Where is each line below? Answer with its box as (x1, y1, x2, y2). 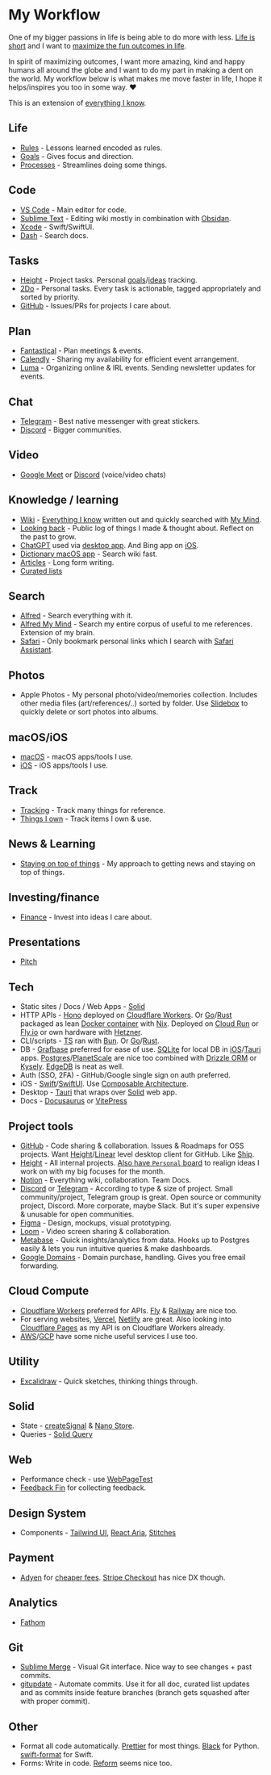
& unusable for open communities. (19, 1209, 135, 1219)
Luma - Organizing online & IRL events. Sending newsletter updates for (19, 363, 256, 373)
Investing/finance (8, 890, 100, 905)
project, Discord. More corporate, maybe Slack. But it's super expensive (19, 1200, 261, 1210)
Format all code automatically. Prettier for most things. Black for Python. (19, 1741, 260, 1751)
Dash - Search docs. (19, 230, 89, 240)
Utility (8, 1354, 40, 1369)
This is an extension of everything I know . (8, 98, 147, 107)
